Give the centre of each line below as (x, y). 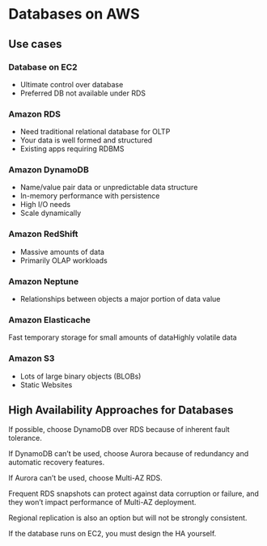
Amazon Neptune (44, 281)
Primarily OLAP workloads (64, 260)
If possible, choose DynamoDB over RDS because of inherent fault (119, 430)
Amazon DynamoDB (49, 170)
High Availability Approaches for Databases (121, 411)
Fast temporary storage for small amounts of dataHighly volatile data (123, 337)
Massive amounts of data (62, 252)
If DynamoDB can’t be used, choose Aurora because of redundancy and (129, 454)
